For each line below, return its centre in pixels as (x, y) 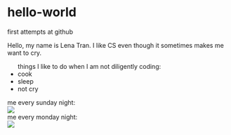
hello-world (42, 12)
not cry (28, 89)
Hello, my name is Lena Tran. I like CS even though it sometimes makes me (116, 45)
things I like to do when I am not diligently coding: (89, 66)
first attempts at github (40, 32)
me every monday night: (42, 117)
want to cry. (25, 53)
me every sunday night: (41, 102)
